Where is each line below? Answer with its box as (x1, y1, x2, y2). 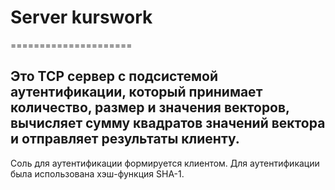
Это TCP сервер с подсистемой (10, 68, 219, 85)
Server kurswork (10, 6, 153, 29)
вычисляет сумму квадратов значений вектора (10, 115, 326, 132)
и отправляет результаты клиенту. (10, 131, 240, 148)
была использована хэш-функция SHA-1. (10, 167, 185, 180)
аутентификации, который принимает (10, 84, 263, 101)
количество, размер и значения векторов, (10, 99, 290, 116)
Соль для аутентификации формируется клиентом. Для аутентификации (10, 157, 320, 169)
